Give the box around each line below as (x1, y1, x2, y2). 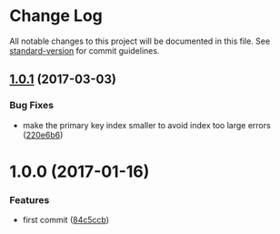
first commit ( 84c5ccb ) (22, 215, 110, 226)
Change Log (9, 5, 103, 26)
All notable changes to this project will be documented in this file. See (9, 36, 271, 46)
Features (9, 193, 50, 206)
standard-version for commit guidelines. (9, 45, 160, 56)
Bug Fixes (9, 99, 55, 112)
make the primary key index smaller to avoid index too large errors (22, 119, 271, 130)
